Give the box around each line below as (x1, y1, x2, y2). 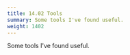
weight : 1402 (7, 23, 44, 30)
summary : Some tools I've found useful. (7, 16, 125, 23)
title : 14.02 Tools (7, 10, 63, 17)
